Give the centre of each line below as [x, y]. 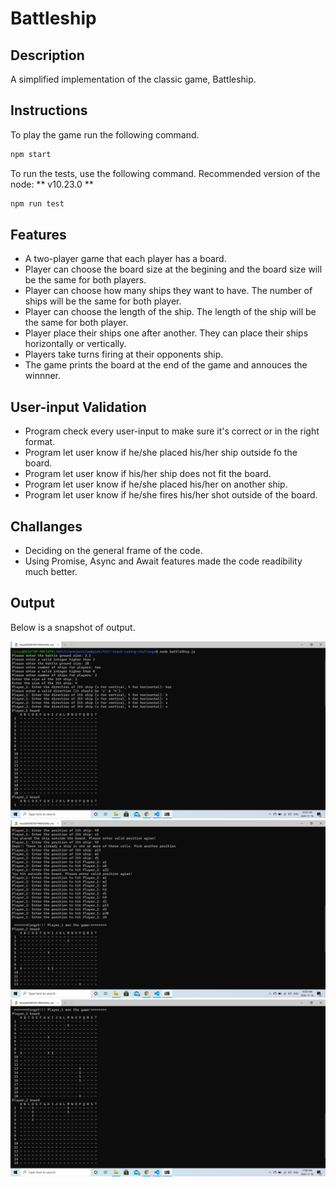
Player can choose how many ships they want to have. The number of [168, 291]
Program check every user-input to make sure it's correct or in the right [172, 431]
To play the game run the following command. [105, 134]
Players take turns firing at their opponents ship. [124, 354]
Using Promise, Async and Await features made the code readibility [163, 561]
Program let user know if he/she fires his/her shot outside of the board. [171, 495]
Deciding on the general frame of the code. [113, 550]
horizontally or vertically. [75, 344]
